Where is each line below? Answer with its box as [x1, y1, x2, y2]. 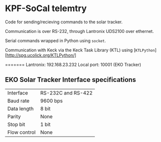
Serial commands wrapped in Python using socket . [5, 37, 106, 44]
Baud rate [7, 97, 30, 104]
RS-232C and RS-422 [40, 89, 93, 96]
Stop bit [7, 121, 25, 127]
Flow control [7, 129, 36, 136]
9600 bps [40, 97, 63, 104]
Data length [7, 105, 34, 112]
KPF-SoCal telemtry [5, 3, 87, 14]
